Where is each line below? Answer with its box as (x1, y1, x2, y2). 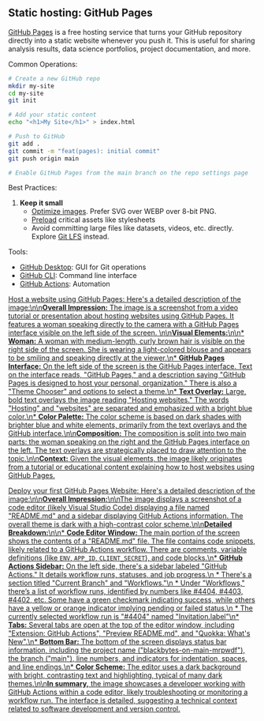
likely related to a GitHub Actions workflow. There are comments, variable (8, 545, 247, 554)
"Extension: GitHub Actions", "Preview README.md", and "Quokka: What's (8, 629, 251, 638)
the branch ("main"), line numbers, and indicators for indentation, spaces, (8, 654, 247, 663)
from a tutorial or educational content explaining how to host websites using (8, 462, 255, 472)
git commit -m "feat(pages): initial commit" (8, 147, 160, 155)
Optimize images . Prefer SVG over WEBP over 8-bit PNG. (31, 207, 217, 216)
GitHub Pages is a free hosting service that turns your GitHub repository (8, 27, 243, 36)
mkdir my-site (8, 82, 55, 90)
